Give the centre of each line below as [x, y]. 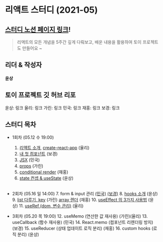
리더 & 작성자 [24, 65]
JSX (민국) [29, 160]
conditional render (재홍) [44, 172]
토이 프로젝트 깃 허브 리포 [41, 95]
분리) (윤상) [28, 234]
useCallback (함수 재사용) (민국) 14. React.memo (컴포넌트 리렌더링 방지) [82, 222]
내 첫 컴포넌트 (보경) [38, 153]
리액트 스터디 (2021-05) [52, 10]
